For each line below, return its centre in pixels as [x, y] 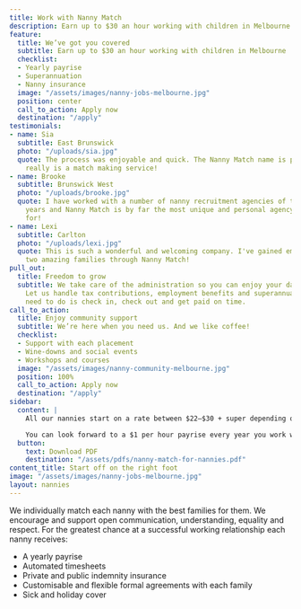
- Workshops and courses [64, 360]
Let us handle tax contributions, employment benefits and [138, 293]
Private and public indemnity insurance [95, 575]
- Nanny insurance [52, 84]
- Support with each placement [76, 343]
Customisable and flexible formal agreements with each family [137, 585]
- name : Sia [31, 135]
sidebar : [26, 402]
